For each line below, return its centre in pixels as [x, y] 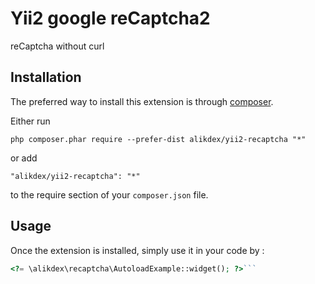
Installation [46, 77]
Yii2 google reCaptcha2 [110, 18]
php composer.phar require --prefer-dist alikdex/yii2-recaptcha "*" [158, 139]
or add [24, 158]
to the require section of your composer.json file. [109, 194]
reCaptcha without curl [57, 46]
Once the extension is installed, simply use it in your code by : [137, 250]
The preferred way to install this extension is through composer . [142, 101]
